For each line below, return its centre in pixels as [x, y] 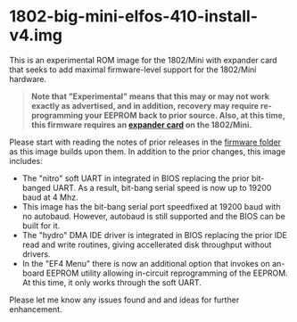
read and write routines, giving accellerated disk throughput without [147, 244]
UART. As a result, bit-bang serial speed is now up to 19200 [162, 187]
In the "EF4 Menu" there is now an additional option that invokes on [146, 263]
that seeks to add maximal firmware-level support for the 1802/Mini [133, 70]
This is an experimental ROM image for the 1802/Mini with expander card [144, 60]
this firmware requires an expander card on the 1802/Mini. [141, 124]
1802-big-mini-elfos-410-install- [134, 17]
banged [36, 187]
